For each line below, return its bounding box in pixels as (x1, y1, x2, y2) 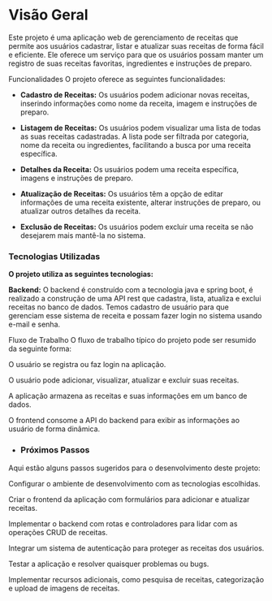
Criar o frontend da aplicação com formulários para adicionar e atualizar (8, 494, 250, 504)
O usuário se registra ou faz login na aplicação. (8, 360, 166, 370)
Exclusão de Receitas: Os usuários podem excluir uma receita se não (19, 222, 254, 231)
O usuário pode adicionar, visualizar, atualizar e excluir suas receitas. (8, 375, 240, 385)
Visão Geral (8, 6, 89, 24)
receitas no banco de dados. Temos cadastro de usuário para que (8, 302, 229, 312)
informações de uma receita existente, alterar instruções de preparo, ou (19, 197, 261, 207)
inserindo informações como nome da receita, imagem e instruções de (19, 98, 257, 108)
